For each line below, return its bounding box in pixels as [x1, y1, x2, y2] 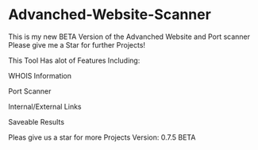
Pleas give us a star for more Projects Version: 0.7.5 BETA [8, 133, 196, 142]
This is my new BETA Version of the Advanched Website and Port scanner [8, 32, 251, 41]
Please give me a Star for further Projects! [8, 40, 145, 49]
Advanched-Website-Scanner [8, 6, 212, 24]
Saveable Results [8, 117, 65, 126]
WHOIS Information [8, 71, 72, 80]
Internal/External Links [8, 102, 82, 111]
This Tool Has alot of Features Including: [8, 56, 141, 65]
